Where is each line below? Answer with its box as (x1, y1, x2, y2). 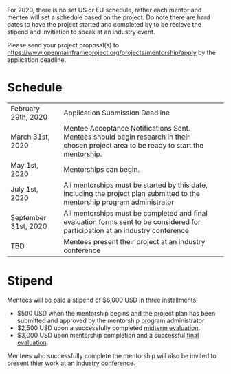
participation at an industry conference (63, 225, 189, 235)
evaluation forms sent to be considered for (63, 217, 201, 226)
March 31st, (10, 132, 50, 142)
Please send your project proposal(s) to (7, 41, 119, 49)
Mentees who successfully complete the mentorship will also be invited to (7, 351, 217, 360)
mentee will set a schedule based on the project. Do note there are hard (7, 13, 210, 21)
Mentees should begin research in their (63, 132, 190, 142)
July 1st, (10, 184, 39, 194)
